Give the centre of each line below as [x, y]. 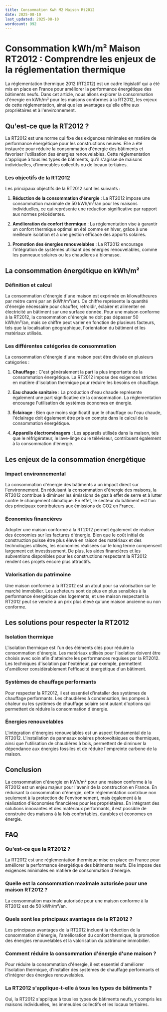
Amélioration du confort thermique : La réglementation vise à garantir [85, 224]
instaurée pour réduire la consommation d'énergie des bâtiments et [74, 149]
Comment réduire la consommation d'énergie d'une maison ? [81, 953]
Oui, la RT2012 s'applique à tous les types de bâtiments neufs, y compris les [83, 999]
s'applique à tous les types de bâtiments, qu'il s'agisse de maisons [74, 159]
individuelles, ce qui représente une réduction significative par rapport [84, 209]
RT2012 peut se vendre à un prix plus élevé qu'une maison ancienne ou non [83, 601]
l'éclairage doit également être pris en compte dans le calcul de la [80, 418]
